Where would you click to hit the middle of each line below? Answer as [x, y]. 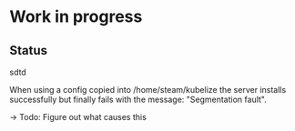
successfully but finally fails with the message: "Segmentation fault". [138, 99]
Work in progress [76, 17]
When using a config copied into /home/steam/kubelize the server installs [148, 90]
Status [29, 50]
